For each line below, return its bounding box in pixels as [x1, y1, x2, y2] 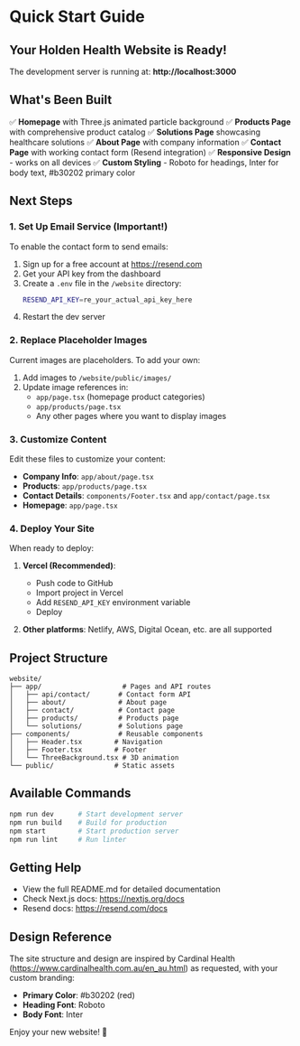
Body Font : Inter [22, 1009, 84, 1020]
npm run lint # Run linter [9, 835, 127, 844]
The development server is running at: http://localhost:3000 [9, 66, 237, 77]
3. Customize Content [9, 433, 107, 445]
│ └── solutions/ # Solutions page [9, 722, 183, 731]
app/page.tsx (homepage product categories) [35, 391, 205, 402]
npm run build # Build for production [9, 817, 168, 827]
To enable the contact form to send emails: [9, 241, 168, 252]
